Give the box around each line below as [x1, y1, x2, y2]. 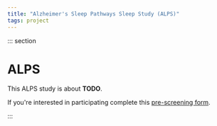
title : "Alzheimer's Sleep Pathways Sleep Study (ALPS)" [7, 10, 180, 18]
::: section [7, 36, 37, 45]
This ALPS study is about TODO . [7, 84, 103, 93]
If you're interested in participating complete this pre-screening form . [7, 98, 211, 107]
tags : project [7, 17, 50, 24]
